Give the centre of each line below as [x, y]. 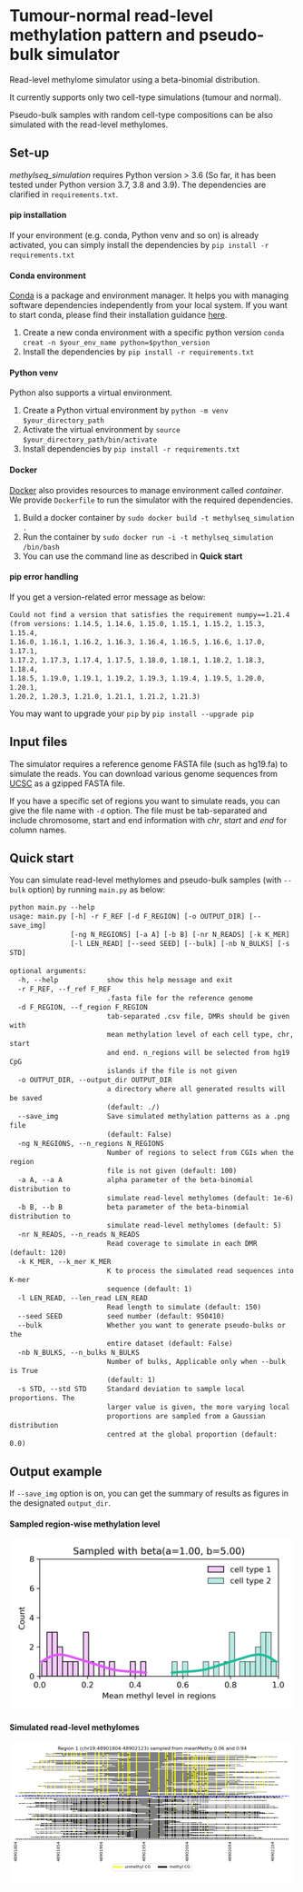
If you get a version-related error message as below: [108, 597]
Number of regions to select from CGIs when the [200, 1153]
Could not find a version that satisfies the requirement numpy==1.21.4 [150, 614]
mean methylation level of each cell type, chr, [200, 1035]
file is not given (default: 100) [172, 1171]
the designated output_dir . [60, 1503]
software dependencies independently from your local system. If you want [148, 305]
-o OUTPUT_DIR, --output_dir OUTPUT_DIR [95, 1080]
